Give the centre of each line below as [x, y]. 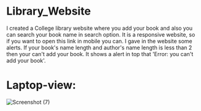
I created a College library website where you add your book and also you [100, 28]
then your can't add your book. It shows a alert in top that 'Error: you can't [100, 54]
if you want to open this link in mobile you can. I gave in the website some [100, 41]
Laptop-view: [41, 85]
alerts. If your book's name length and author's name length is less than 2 [99, 48]
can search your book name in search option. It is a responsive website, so [101, 34]
